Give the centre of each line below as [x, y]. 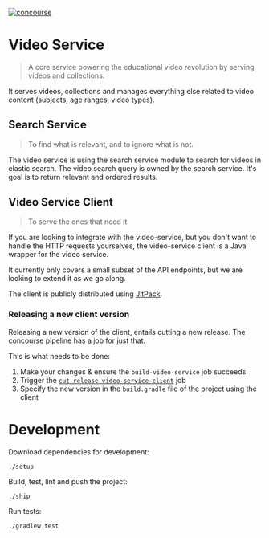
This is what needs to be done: [59, 356]
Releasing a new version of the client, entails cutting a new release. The [127, 332]
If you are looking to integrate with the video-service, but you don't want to [132, 237]
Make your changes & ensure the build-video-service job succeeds [133, 371]
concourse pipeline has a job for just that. [77, 340]
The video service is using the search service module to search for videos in [135, 160]
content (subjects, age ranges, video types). [82, 100]
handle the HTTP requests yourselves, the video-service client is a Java [127, 246]
